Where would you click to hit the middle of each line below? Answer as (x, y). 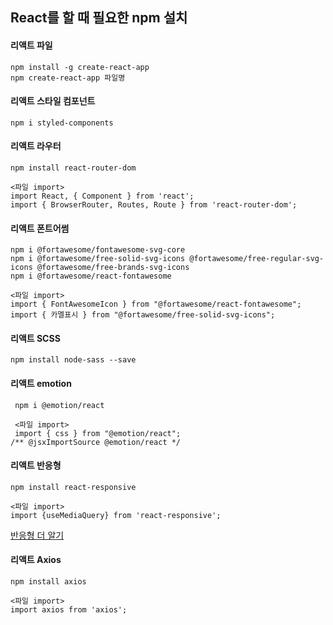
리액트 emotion (41, 383)
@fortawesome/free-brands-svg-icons (113, 268)
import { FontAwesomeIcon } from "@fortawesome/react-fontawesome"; (156, 304)
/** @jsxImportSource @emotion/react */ (96, 442)
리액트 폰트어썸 (40, 228)
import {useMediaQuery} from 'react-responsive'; (116, 515)
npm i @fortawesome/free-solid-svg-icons (98, 259)
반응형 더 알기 (37, 535)
